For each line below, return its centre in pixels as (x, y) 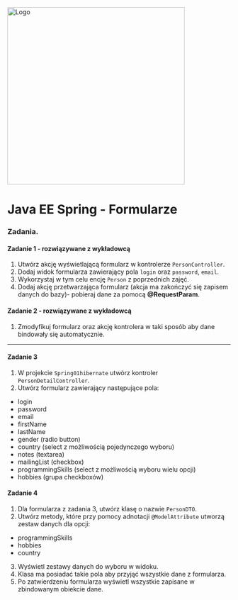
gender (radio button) (49, 439)
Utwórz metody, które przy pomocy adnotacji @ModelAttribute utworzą (121, 516)
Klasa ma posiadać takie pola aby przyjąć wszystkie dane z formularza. (122, 574)
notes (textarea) (41, 454)
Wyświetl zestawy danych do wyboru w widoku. (88, 566)
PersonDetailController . (53, 380)
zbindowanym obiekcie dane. (61, 589)
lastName (32, 431)
